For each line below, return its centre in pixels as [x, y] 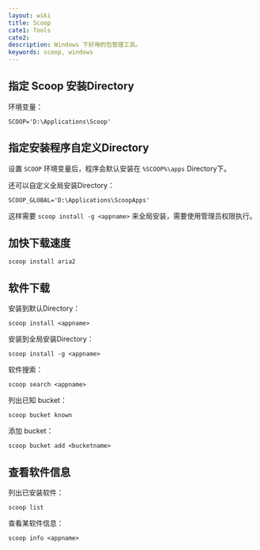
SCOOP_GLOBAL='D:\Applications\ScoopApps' [79, 200]
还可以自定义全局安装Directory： [61, 185]
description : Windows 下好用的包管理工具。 [75, 45]
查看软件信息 [40, 472]
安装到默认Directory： [44, 308]
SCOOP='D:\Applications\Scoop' [60, 122]
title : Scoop [30, 23]
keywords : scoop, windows [51, 52]
